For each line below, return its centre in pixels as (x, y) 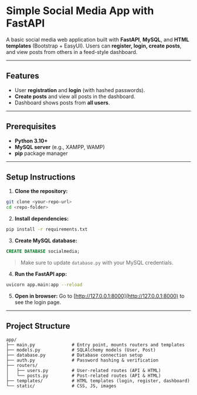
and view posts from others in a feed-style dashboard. (72, 52)
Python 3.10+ (31, 141)
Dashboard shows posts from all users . (62, 102)
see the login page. (38, 302)
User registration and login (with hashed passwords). (80, 90)
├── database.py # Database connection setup (74, 355)
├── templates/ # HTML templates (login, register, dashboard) (98, 381)
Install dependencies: (42, 219)
